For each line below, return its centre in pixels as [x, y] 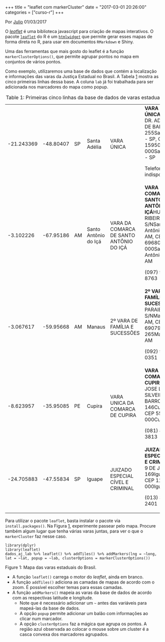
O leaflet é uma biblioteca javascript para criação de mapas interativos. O [79, 31]
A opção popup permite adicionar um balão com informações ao [84, 613]
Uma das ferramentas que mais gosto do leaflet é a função [65, 51]
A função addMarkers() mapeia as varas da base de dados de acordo [82, 592]
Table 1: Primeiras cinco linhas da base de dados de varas [73, 98]
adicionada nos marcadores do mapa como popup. [57, 87]
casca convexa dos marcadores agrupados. [64, 634]
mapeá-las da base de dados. [50, 608]
